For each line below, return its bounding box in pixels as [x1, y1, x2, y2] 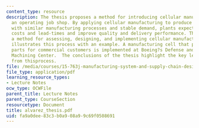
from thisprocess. [11, 58, 57, 64]
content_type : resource [6, 8, 65, 15]
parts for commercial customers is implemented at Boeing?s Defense [11, 47, 184, 53]
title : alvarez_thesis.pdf [6, 107, 73, 113]
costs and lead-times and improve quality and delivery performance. [11, 31, 187, 37]
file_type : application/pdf [6, 69, 76, 75]
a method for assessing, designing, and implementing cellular [11, 36, 171, 42]
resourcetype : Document [6, 101, 65, 108]
